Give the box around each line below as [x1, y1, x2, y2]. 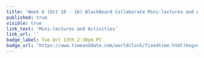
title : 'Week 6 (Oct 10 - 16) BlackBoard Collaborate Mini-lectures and [6, 8, 194, 15]
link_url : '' [6, 31, 39, 37]
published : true [6, 14, 47, 21]
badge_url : [6, 43, 34, 49]
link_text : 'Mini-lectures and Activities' [6, 25, 118, 32]
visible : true [6, 20, 42, 26]
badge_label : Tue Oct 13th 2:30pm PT [6, 37, 102, 43]
